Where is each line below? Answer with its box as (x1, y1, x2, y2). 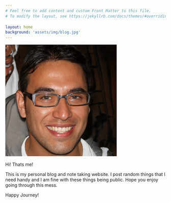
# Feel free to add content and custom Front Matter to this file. (5, 8, 152, 13)
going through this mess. (5, 182, 58, 188)
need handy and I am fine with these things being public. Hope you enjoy (5, 176, 159, 183)
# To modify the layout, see (5, 13, 67, 19)
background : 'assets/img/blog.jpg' (5, 30, 81, 35)
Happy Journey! (5, 192, 39, 198)
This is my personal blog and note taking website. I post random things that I (5, 171, 165, 177)
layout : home (5, 24, 33, 30)
